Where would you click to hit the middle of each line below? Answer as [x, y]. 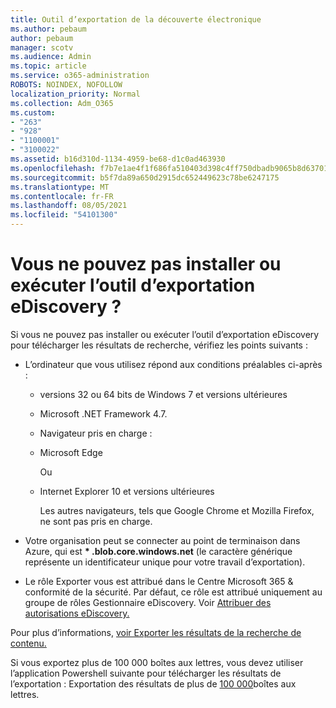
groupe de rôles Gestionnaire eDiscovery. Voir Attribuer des [148, 602]
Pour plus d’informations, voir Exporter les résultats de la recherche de [156, 632]
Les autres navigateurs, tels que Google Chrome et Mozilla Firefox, [177, 510]
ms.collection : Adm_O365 [62, 103]
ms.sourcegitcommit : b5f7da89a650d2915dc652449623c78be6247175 [145, 177]
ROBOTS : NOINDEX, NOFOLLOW [66, 85]
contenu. [28, 643]
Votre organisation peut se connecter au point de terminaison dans [162, 540]
